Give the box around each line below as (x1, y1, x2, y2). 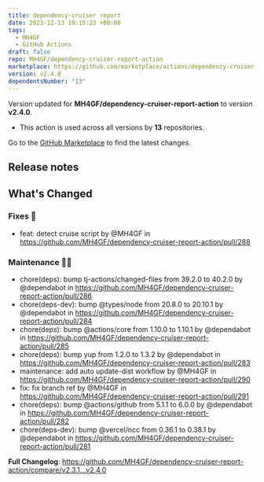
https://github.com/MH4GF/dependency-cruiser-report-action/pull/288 (19, 237, 251, 246)
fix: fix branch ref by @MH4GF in (19, 383, 127, 392)
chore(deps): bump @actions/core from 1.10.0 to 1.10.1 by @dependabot (19, 324, 251, 334)
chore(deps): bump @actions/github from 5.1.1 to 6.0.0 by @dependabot (19, 399, 253, 409)
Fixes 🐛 (8, 211, 37, 222)
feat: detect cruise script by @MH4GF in (19, 229, 151, 238)
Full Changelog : (8, 457, 60, 466)
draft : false (8, 48, 51, 56)
